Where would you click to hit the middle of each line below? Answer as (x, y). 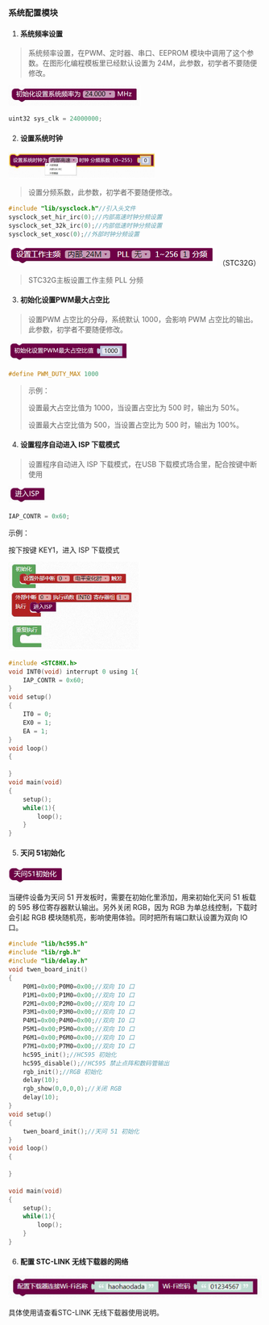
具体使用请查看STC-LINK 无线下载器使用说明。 (86, 1312)
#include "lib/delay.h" (48, 961)
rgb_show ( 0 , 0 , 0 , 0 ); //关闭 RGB (72, 1089)
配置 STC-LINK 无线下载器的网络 (74, 1261)
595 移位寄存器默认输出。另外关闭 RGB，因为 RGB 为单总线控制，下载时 (137, 908)
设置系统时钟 (41, 138)
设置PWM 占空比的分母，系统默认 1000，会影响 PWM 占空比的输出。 (143, 319)
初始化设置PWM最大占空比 (65, 300)
